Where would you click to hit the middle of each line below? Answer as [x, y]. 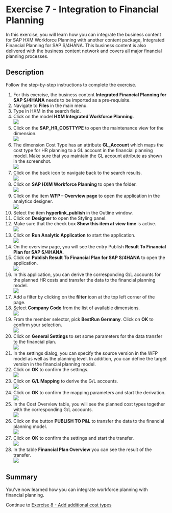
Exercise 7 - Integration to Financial [82, 9]
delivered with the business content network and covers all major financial [84, 51]
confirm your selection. [38, 325]
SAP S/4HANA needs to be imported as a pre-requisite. [72, 100]
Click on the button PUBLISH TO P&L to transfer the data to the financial [89, 421]
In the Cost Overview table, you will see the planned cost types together [89, 404]
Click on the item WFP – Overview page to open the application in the [87, 196]
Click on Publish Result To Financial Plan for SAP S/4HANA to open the [89, 258]
